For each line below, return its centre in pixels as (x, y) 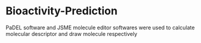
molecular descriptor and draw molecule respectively (71, 33)
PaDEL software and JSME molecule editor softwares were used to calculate (100, 27)
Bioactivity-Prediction (61, 11)
